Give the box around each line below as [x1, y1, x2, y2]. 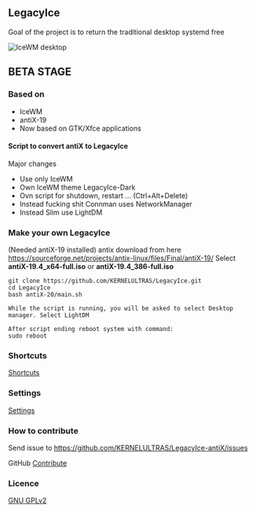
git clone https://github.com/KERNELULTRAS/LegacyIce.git [8, 277, 202, 285]
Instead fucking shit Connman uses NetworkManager [19, 199, 192, 208]
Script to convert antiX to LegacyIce [8, 142, 128, 151]
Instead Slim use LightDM [19, 208, 103, 217]
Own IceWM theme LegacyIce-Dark [19, 182, 136, 192]
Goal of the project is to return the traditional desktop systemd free [8, 27, 225, 36]
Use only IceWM [19, 174, 73, 183]
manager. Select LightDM [8, 311, 90, 319]
